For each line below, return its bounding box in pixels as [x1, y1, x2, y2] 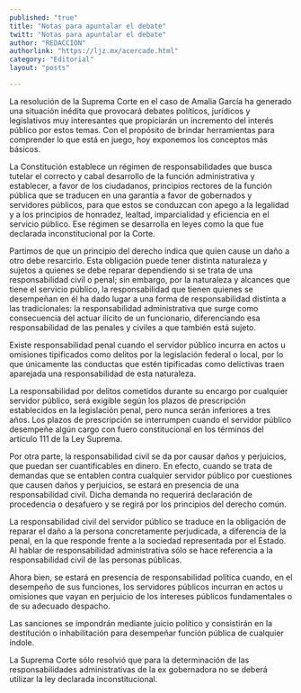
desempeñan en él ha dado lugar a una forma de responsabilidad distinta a [9, 293, 287, 304]
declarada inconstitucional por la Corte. [9, 228, 155, 238]
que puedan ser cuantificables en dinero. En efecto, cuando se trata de [9, 460, 273, 471]
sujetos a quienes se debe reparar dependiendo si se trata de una [9, 265, 253, 275]
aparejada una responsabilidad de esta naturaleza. [9, 368, 197, 379]
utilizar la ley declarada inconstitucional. [9, 673, 158, 684]
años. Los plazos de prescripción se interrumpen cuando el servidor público [9, 414, 292, 425]
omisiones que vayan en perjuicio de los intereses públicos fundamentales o [9, 590, 293, 601]
